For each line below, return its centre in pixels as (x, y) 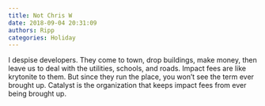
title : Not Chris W (40, 15)
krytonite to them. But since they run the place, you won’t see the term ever (131, 77)
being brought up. (38, 94)
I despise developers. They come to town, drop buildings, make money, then (132, 60)
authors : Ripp (32, 30)
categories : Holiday (42, 38)
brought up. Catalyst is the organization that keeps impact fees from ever (127, 85)
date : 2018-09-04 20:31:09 (53, 23)
